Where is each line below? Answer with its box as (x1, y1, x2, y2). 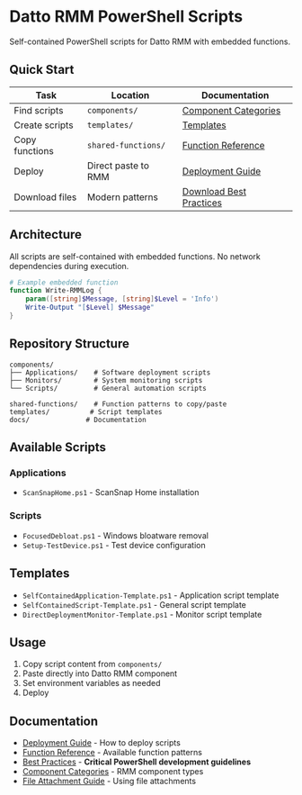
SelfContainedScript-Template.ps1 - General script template (22, 599, 247, 610)
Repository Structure (9, 336, 130, 352)
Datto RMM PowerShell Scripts (9, 6, 244, 27)
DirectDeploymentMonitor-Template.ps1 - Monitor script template (22, 609, 262, 619)
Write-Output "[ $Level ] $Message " (25, 303, 155, 312)
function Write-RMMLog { (9, 286, 102, 295)
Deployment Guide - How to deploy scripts (22, 737, 182, 748)
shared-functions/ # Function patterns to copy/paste (9, 399, 227, 409)
